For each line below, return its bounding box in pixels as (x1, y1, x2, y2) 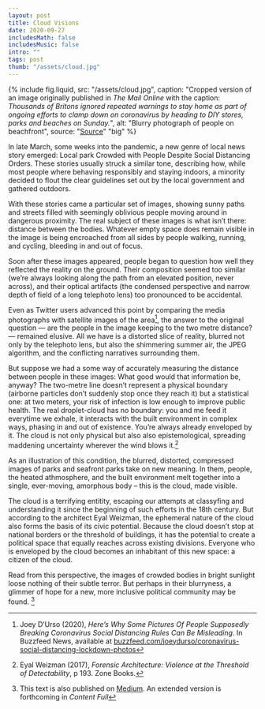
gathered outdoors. (8, 183, 71, 193)
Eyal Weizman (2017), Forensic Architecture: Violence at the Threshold (19, 660, 249, 670)
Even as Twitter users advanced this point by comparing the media (8, 305, 226, 314)
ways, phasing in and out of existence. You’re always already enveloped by (8, 422, 252, 432)
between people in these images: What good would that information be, (8, 372, 241, 381)
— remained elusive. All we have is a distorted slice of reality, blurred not (8, 332, 245, 341)
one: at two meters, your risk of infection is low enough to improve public (8, 397, 246, 407)
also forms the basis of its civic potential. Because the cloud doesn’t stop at (8, 522, 254, 531)
